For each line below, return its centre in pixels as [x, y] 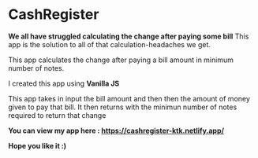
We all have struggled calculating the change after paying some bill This [129, 36]
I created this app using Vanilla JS [64, 83]
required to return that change [57, 115]
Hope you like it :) [37, 145]
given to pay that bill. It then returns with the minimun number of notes [123, 107]
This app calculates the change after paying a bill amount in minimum [121, 60]
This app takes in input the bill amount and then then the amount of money [129, 98]
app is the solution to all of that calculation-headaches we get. [110, 44]
